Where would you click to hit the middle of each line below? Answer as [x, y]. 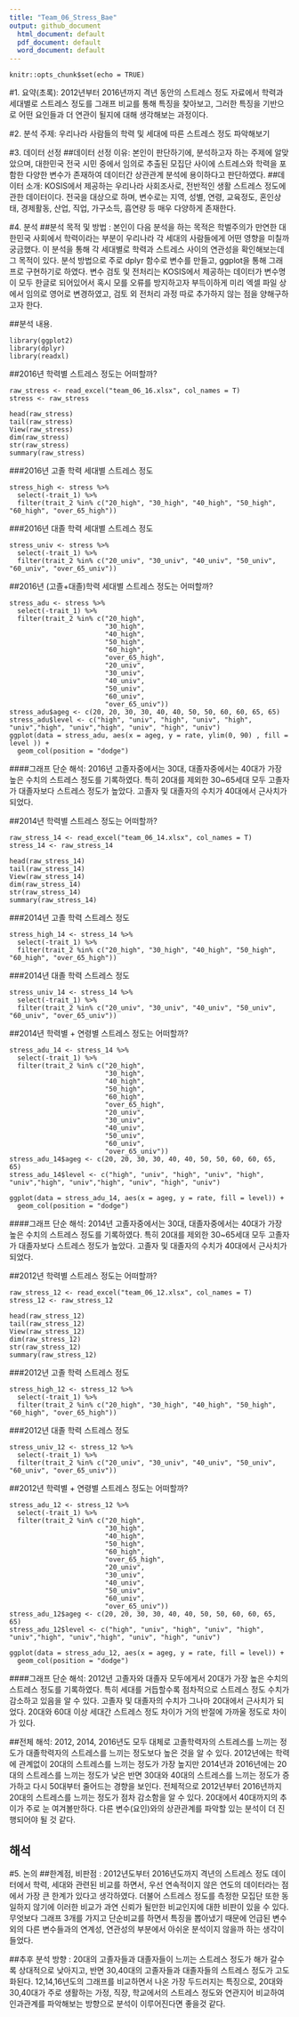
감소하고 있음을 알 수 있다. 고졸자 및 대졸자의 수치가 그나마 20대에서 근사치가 [142, 1701]
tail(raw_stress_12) [48, 1324]
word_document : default [61, 51]
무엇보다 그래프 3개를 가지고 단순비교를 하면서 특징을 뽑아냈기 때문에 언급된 [140, 1917]
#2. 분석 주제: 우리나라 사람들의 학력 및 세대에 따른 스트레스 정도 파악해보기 [140, 133]
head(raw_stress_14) [48, 861]
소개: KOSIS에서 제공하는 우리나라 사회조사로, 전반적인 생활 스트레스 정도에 [156, 186]
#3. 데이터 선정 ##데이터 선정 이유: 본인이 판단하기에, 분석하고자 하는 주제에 [141, 153]
